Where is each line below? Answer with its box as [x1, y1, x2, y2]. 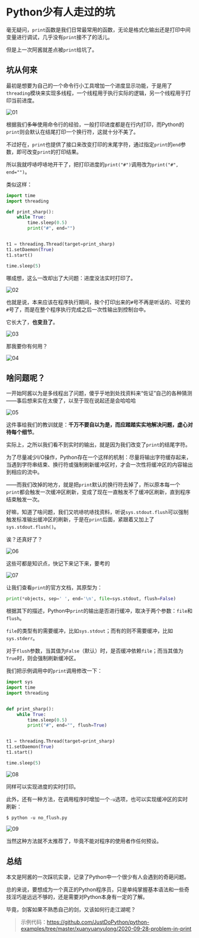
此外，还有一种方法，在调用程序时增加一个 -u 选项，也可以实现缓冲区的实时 [6, 795, 188, 802]
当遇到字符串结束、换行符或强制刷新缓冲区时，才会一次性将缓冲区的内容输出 [6, 461, 193, 468]
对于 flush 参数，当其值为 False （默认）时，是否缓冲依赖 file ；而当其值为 [6, 647, 184, 654]
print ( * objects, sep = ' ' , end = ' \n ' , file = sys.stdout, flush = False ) [6, 596, 176, 602]
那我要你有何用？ [6, 342, 48, 349]
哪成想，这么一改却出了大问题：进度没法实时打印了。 [6, 274, 136, 281]
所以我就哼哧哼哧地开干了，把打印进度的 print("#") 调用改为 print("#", [6, 160, 179, 168]
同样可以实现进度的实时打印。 [6, 783, 79, 790]
